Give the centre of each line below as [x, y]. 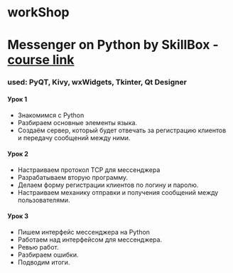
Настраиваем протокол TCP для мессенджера [89, 170]
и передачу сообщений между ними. [74, 138]
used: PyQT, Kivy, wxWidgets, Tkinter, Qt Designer [97, 82]
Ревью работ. [38, 247]
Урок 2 [18, 154]
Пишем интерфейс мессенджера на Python [84, 232]
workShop [38, 12]
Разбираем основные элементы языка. [77, 122]
